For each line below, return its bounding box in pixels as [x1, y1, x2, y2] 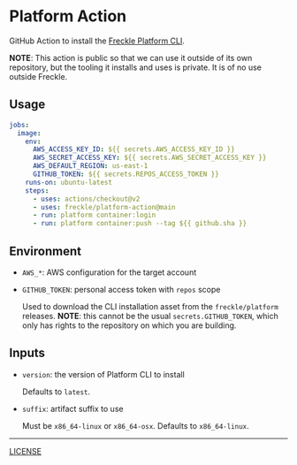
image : [17, 128, 42, 138]
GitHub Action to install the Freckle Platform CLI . [9, 35, 186, 46]
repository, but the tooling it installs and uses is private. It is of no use [9, 62, 263, 72]
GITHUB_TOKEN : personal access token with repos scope [21, 284, 221, 294]
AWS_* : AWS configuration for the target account [21, 267, 197, 278]
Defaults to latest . [21, 386, 91, 397]
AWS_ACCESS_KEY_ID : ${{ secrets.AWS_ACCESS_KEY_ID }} [32, 145, 236, 154]
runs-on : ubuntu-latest [25, 178, 113, 187]
